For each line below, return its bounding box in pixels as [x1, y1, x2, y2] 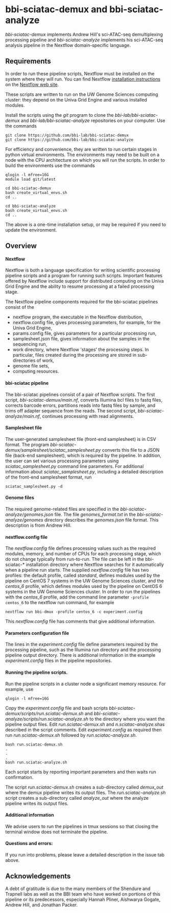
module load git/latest [5, 177, 56, 182]
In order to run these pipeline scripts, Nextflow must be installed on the [5, 70, 155, 77]
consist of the [5, 304, 34, 310]
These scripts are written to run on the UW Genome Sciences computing [5, 91, 158, 97]
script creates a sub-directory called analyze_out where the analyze [5, 795, 149, 801]
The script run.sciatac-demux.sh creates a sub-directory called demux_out [5, 784, 163, 790]
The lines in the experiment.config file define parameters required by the [5, 641, 158, 648]
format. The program [5, 441, 50, 448]
